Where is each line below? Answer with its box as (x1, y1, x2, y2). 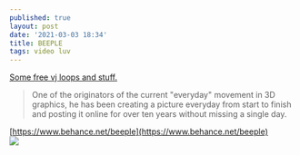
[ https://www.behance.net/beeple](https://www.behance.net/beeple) (9, 126, 268, 137)
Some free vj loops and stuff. (9, 72, 118, 82)
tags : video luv (9, 47, 71, 56)
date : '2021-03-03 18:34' (9, 30, 107, 39)
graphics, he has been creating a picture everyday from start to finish (31, 99, 292, 110)
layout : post (9, 22, 59, 31)
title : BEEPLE (9, 38, 64, 48)
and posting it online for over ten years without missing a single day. (31, 109, 287, 120)
